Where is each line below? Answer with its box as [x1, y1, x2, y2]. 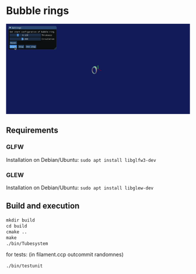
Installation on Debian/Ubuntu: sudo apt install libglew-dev [6, 184, 153, 191]
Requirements [6, 126, 58, 136]
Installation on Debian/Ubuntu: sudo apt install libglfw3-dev [6, 156, 156, 163]
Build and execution [6, 201, 80, 211]
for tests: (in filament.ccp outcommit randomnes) [6, 251, 124, 258]
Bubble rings [6, 4, 69, 18]
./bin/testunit [6, 263, 43, 269]
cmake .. [6, 229, 27, 235]
